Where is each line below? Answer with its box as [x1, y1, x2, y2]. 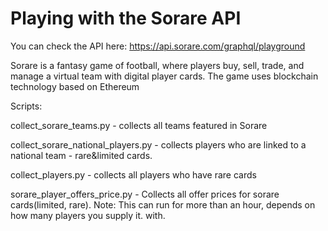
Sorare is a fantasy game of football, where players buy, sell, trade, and [10, 59, 305, 71]
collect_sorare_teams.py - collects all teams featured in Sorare [10, 119, 268, 131]
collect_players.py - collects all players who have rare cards [10, 168, 257, 181]
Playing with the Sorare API [10, 7, 242, 30]
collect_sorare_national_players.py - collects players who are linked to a [10, 138, 307, 151]
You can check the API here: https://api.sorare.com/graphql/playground [10, 40, 306, 52]
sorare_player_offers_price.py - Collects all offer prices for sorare [10, 188, 280, 200]
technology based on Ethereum [10, 80, 140, 92]
